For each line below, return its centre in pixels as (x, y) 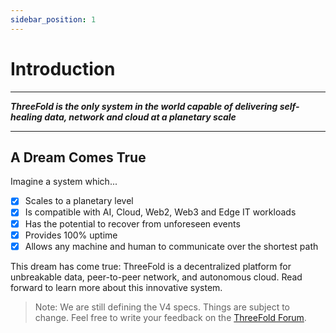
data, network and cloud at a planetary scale (140, 117)
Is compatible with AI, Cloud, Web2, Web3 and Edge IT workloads (160, 212)
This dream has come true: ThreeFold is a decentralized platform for (151, 266)
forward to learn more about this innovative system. (116, 287)
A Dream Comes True (78, 157)
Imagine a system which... (64, 182)
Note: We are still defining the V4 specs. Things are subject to (162, 307)
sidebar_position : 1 (53, 19)
